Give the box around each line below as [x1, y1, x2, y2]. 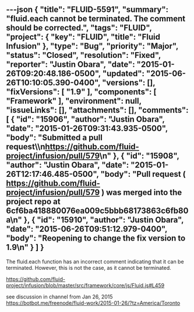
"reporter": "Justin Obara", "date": [6, 60, 135, 70]
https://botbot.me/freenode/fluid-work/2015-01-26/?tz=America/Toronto [6, 299, 181, 306]
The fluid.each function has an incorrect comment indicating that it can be [6, 258, 185, 265]
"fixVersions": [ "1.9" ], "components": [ [6, 87, 157, 97]
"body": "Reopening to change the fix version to [6, 234, 186, 244]
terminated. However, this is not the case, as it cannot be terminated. [6, 264, 172, 271]
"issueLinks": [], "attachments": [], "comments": [6, 105, 189, 115]
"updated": [102, 68, 144, 78]
